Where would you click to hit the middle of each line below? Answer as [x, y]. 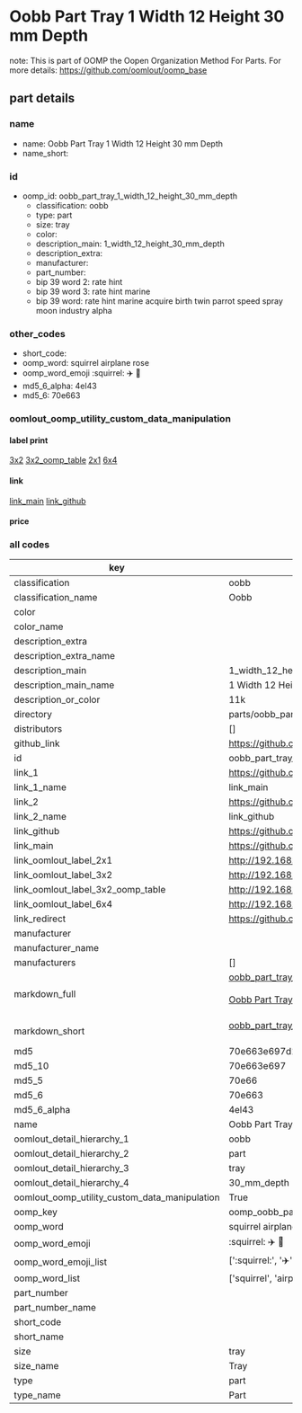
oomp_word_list [47, 1278]
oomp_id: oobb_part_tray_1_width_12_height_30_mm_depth [130, 196]
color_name [39, 627]
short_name [39, 1337]
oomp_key [36, 1213]
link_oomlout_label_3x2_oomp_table [90, 890]
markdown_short [49, 1031]
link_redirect [40, 919]
